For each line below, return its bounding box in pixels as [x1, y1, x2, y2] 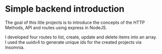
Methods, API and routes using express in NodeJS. [5, 24, 107, 30]
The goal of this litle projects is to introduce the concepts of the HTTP [5, 19, 145, 25]
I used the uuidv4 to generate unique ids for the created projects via [5, 39, 142, 45]
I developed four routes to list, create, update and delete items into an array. [5, 34, 157, 40]
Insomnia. [5, 44, 25, 50]
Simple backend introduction [5, 3, 125, 15]
